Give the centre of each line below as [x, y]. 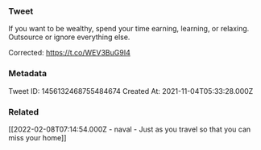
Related [24, 111]
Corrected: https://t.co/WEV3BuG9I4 [69, 53]
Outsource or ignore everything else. [69, 37]
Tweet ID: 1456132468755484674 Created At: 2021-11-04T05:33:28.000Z [131, 91]
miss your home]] [37, 137]
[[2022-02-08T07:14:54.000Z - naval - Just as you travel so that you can [130, 129]
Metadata [27, 74]
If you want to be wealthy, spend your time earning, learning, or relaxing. [129, 29]
